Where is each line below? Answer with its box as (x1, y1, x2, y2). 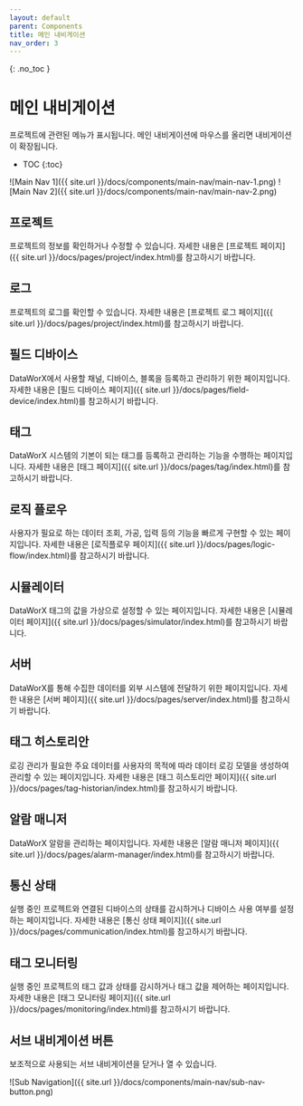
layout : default (9, 13, 71, 23)
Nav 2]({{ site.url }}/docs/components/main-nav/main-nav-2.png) (33, 187, 278, 197)
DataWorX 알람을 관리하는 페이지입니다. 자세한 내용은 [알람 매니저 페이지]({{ (9, 837, 279, 848)
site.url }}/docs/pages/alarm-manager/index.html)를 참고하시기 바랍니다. (9, 849, 275, 860)
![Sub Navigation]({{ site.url (9, 1076, 112, 1087)
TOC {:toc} (22, 159, 63, 170)
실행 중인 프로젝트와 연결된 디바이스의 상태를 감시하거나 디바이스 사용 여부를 (9, 903, 278, 915)
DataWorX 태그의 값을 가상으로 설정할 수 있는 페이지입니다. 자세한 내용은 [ (9, 605, 271, 616)
